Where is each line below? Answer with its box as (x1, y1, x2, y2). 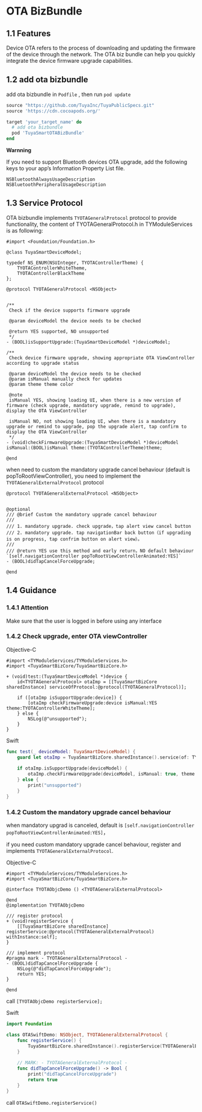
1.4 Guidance (6, 585, 57, 596)
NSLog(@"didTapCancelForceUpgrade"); (17, 966, 112, 972)
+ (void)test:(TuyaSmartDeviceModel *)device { (6, 673, 128, 680)
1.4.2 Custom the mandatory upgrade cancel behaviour (6, 808, 171, 816)
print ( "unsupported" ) (28, 782, 82, 789)
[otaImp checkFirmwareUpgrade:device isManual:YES (28, 699, 158, 706)
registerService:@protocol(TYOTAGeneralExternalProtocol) (6, 929, 155, 935)
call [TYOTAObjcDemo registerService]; (6, 998, 103, 1005)
